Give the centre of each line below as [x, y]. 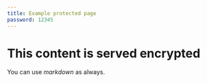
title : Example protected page [52, 13]
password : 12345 [30, 20]
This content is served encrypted [104, 53]
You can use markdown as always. [56, 72]
